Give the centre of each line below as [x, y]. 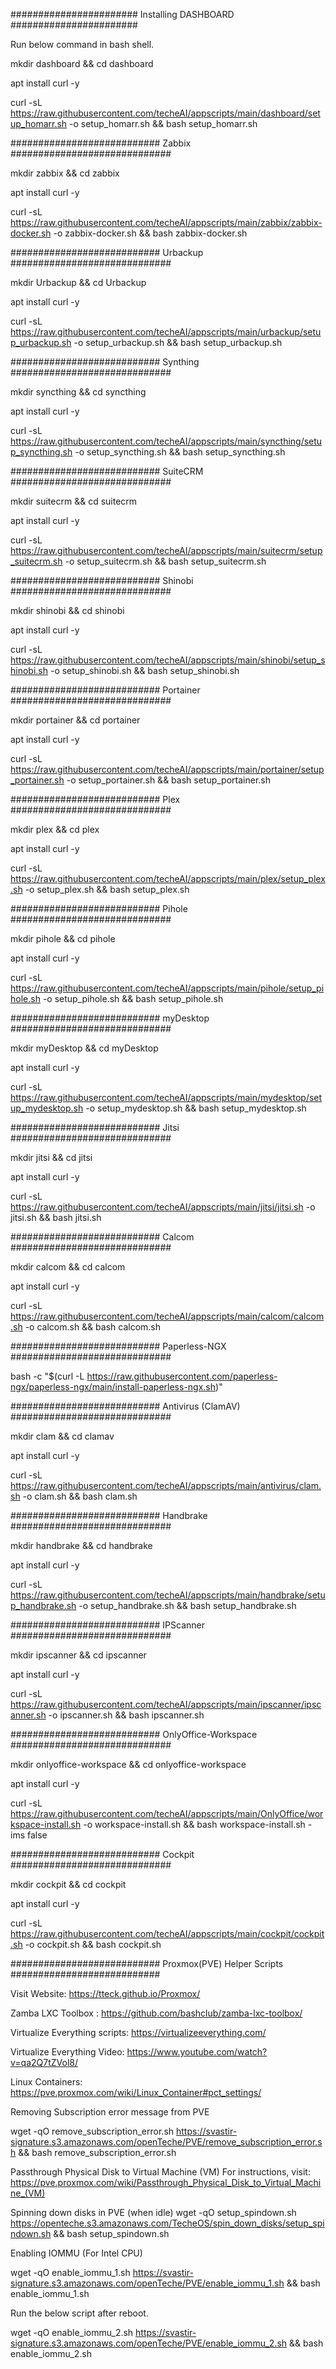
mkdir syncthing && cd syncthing [78, 392]
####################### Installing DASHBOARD [122, 14]
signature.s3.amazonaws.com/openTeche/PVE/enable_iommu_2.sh [149, 2343]
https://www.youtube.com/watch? [197, 2052]
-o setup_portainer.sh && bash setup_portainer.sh [168, 780]
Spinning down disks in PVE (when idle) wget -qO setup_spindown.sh [153, 2212]
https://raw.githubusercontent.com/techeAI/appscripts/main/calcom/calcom [167, 1316]
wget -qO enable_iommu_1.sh [70, 2272]
